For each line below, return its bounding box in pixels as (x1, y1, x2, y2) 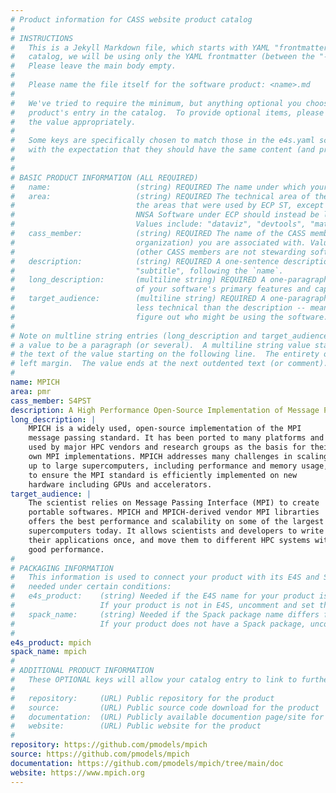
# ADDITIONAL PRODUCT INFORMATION (10, 666, 155, 676)
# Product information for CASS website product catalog (10, 14, 253, 25)
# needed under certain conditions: (10, 582, 172, 592)
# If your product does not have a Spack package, (10, 619, 307, 629)
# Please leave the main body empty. (10, 61, 177, 71)
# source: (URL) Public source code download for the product (10, 702, 320, 713)
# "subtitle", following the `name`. (10, 266, 284, 276)
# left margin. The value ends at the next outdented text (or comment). (10, 359, 329, 369)
